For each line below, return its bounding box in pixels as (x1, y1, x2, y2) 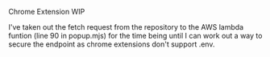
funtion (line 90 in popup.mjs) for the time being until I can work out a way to (8, 31, 263, 40)
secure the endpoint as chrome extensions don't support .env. (8, 39, 215, 49)
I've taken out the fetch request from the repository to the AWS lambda (8, 22, 244, 31)
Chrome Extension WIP (8, 7, 85, 16)
